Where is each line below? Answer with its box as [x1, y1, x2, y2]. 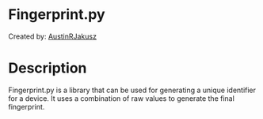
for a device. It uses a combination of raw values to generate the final [8, 93, 235, 103]
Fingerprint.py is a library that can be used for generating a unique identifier [8, 85, 256, 95]
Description [8, 59, 87, 77]
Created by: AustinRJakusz [8, 32, 97, 41]
